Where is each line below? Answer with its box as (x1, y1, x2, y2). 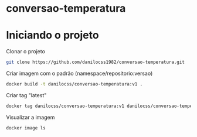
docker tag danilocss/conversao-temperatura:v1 (6, 103, 125, 109)
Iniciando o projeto (6, 29, 99, 42)
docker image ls (6, 125, 46, 131)
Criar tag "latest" (6, 91, 47, 98)
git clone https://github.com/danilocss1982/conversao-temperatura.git (6, 59, 185, 66)
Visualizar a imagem (6, 114, 55, 121)
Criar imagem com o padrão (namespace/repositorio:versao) (6, 70, 153, 77)
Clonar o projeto (6, 48, 46, 55)
